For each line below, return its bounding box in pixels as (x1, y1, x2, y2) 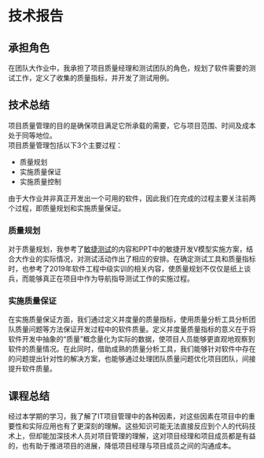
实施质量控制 (19, 176, 61, 186)
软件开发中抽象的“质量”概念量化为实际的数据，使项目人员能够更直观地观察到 (8, 334, 255, 344)
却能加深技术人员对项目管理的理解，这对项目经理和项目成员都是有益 (35, 431, 256, 441)
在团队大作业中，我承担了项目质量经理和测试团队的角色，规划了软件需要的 (8, 64, 249, 72)
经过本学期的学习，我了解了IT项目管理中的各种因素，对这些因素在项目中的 (8, 412, 249, 421)
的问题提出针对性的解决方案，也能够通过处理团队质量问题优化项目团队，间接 (8, 354, 256, 364)
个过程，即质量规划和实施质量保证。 (8, 203, 126, 212)
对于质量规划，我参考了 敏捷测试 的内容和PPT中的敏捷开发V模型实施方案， (8, 245, 247, 254)
